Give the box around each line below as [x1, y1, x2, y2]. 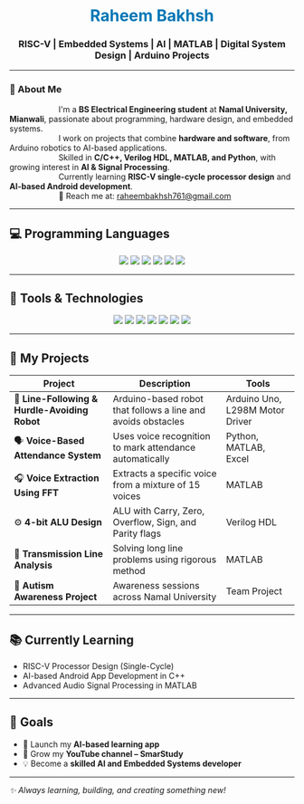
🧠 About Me [9, 83, 62, 96]
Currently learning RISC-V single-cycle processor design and [58, 171, 291, 182]
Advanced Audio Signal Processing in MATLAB [22, 680, 197, 691]
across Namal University [112, 590, 217, 603]
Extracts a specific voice [112, 467, 217, 480]
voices [112, 490, 141, 502]
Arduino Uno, [225, 393, 282, 406]
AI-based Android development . [9, 180, 133, 191]
